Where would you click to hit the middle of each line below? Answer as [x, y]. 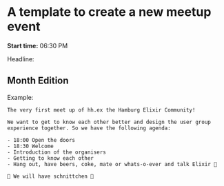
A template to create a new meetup [109, 12]
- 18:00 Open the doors [41, 140]
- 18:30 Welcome [30, 146]
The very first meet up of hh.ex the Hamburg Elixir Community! [101, 110]
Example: [20, 97]
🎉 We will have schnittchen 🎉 [51, 176]
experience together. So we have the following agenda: [89, 128]
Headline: [21, 59]
